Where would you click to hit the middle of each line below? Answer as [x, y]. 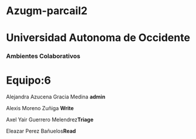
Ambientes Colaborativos [43, 56]
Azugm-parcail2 [47, 11]
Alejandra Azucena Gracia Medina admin [56, 97]
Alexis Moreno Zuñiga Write [40, 108]
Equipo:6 [29, 80]
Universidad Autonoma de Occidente [98, 38]
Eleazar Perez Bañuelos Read [41, 131]
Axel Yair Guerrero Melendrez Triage [50, 120]
